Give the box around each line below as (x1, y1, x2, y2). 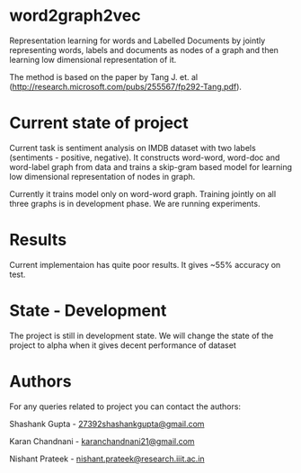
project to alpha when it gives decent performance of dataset (9, 339, 236, 351)
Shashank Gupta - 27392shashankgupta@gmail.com (9, 418, 205, 429)
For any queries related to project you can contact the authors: (9, 401, 241, 412)
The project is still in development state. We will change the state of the (9, 330, 274, 341)
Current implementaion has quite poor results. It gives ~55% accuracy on (9, 259, 281, 270)
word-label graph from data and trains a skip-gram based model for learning (9, 161, 292, 172)
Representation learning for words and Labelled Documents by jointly (9, 35, 266, 46)
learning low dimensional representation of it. (9, 54, 177, 65)
